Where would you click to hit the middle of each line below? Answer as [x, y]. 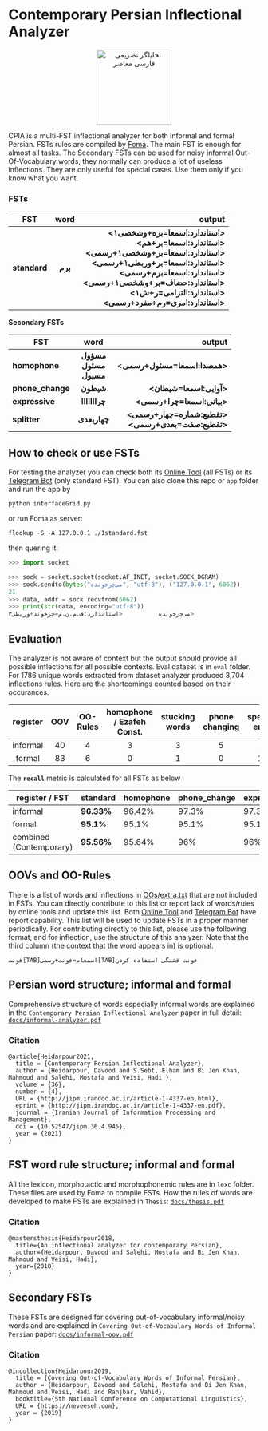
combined [31, 837]
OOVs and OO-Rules [60, 876]
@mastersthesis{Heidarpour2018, [62, 1239]
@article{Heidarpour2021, [51, 1056]
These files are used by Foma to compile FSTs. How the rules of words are [130, 1192]
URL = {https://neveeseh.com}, [67, 1406]
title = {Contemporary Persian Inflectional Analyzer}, [110, 1064]
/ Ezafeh [130, 722]
